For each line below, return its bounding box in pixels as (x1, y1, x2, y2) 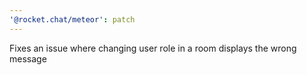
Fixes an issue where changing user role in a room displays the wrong (9, 42, 297, 54)
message (9, 52, 47, 65)
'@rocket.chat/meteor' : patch (9, 14, 136, 25)
